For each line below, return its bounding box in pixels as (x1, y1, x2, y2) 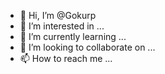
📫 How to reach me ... (19, 53, 113, 64)
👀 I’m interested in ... (19, 20, 105, 32)
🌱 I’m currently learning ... (19, 31, 127, 42)
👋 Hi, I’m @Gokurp (19, 10, 97, 21)
